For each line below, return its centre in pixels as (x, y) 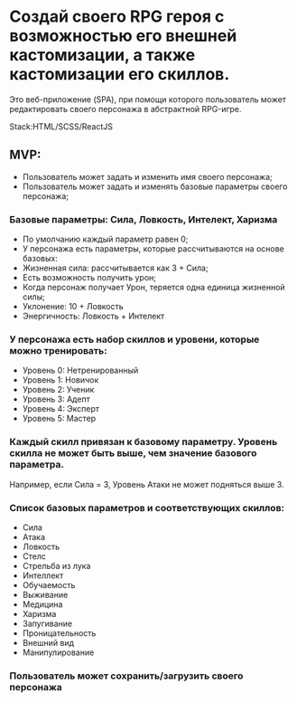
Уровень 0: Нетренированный (80, 370)
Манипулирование (58, 652)
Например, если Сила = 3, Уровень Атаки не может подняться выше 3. (147, 484)
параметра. (37, 465)
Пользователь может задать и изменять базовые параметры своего (155, 186)
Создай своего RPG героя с (117, 17)
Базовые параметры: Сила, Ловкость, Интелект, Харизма (144, 219)
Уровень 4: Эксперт (61, 409)
